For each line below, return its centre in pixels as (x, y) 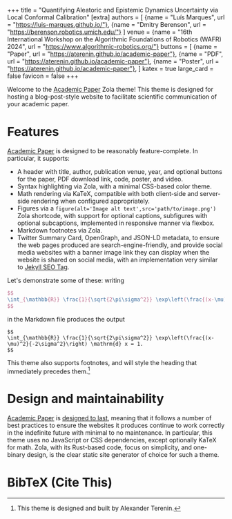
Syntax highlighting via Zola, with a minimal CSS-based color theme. (114, 186)
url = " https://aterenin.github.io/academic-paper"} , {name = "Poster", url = (113, 61)
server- (210, 193)
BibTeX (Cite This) (60, 483)
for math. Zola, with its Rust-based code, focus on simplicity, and (99, 447)
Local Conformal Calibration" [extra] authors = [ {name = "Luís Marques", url (116, 17)
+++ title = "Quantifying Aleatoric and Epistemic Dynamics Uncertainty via (113, 10)
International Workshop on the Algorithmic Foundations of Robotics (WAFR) (115, 39)
